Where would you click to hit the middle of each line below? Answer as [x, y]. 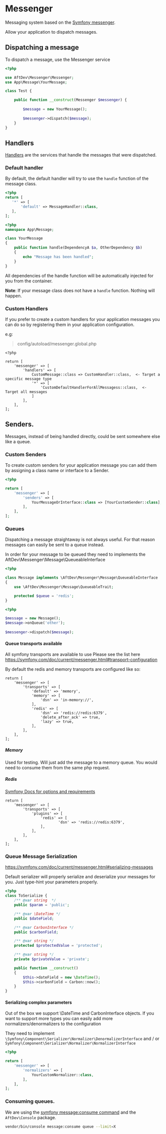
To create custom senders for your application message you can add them [81, 465]
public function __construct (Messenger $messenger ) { [70, 100]
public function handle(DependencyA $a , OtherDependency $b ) [78, 248]
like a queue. [18, 441]
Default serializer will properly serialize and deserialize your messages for [80, 877]
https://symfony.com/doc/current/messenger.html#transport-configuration [81, 660]
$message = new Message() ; [33, 618]
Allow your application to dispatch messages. [51, 32]
